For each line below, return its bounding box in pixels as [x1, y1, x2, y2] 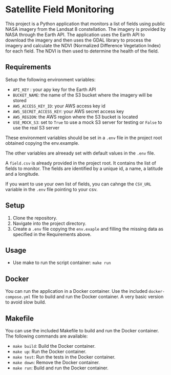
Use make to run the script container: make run [12, 259, 111, 266]
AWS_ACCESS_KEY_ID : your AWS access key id [12, 103, 106, 109]
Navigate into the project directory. [12, 220, 87, 227]
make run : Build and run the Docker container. [12, 365, 109, 371]
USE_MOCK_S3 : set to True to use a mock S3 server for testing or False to [12, 119, 162, 125]
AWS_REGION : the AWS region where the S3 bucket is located [12, 114, 138, 120]
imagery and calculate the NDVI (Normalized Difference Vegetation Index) [5, 42, 161, 48]
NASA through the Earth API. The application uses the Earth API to [5, 31, 145, 38]
